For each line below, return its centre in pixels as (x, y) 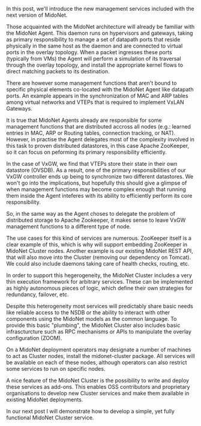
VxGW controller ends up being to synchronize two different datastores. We (100, 176)
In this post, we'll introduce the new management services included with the (100, 9)
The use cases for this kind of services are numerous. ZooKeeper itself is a (99, 238)
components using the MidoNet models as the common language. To (91, 319)
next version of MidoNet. (37, 15)
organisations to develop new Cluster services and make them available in (98, 393)
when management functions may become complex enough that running (96, 189)
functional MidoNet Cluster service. (50, 418)
